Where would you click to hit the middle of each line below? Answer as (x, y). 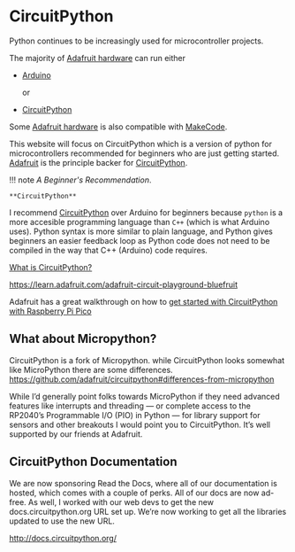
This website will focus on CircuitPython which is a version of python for (140, 144)
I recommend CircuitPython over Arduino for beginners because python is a (146, 212)
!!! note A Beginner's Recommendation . (80, 180)
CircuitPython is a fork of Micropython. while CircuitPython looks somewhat (147, 360)
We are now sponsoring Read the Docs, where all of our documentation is (144, 483)
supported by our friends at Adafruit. (76, 434)
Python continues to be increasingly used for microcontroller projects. (136, 41)
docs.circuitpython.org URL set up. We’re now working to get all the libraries (148, 511)
